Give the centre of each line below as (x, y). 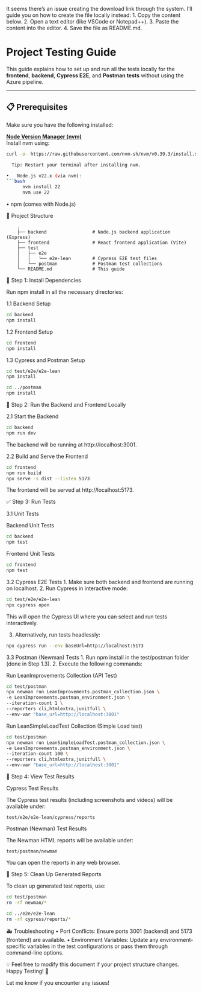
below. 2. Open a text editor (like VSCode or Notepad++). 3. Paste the (93, 21)
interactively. (22, 623)
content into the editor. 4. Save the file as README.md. (74, 28)
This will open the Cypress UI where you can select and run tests (87, 616)
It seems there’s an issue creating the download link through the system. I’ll (99, 9)
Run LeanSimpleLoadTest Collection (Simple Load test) (74, 726)
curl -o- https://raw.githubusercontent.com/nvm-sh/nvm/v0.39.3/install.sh (103, 154)
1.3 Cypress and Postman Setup (46, 360)
